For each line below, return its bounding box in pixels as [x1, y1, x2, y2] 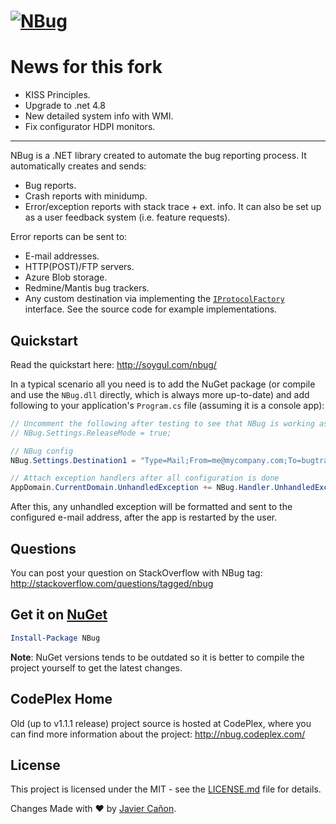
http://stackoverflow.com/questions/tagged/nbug [10, 578, 214, 589]
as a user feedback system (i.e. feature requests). [24, 211, 231, 224]
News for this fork [10, 56, 163, 79]
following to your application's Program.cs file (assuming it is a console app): [10, 399, 325, 411]
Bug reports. [24, 180, 77, 192]
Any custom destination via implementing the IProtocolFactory [24, 293, 285, 305]
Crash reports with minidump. [24, 190, 148, 202]
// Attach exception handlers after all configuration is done [10, 473, 280, 484]
